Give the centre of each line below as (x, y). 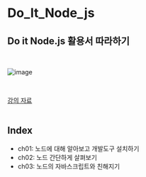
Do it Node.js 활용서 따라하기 (68, 41)
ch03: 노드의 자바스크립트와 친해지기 (69, 166)
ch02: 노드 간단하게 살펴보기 (57, 157)
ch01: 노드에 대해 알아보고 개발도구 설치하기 (78, 148)
